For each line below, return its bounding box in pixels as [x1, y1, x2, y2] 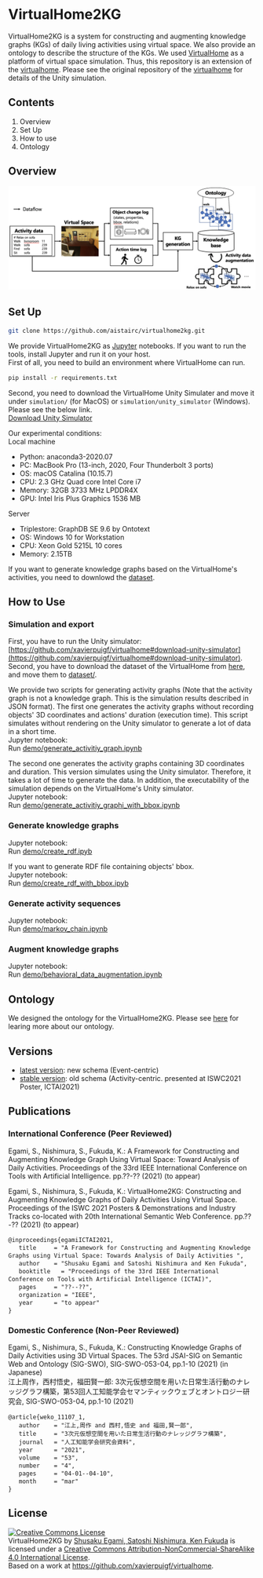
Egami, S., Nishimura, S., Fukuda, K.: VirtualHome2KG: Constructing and [8, 1186, 242, 1196]
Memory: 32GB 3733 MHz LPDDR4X [19, 485, 139, 495]
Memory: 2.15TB [19, 549, 73, 558]
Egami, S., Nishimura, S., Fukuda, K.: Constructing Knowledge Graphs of [8, 1342, 242, 1352]
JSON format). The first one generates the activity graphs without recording [8, 702, 254, 711]
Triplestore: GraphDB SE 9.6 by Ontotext [19, 524, 151, 533]
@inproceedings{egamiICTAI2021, [8, 1236, 114, 1244]
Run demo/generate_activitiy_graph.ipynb [8, 743, 143, 753]
